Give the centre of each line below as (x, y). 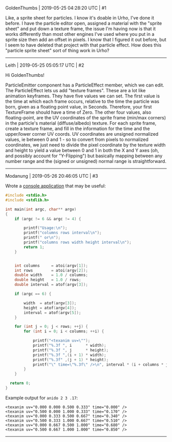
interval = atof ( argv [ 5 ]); (52, 312)
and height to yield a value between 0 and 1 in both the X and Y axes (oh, (82, 150)
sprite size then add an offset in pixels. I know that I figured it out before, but (86, 39)
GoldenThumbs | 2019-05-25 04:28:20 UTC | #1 (56, 8)
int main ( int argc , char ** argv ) (41, 209)
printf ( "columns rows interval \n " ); (63, 233)
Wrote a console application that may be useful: (56, 186)
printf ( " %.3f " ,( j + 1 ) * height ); (71, 360)
